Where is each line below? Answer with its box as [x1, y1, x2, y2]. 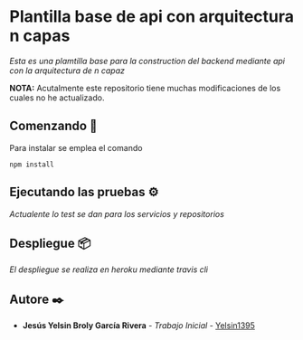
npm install [9, 160, 54, 169]
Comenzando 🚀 [9, 118, 98, 134]
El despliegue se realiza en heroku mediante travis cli [9, 264, 208, 275]
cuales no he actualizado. [9, 92, 105, 103]
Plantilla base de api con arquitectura [9, 6, 295, 27]
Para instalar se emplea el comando [9, 142, 143, 153]
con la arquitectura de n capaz [9, 65, 125, 76]
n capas [9, 25, 71, 46]
